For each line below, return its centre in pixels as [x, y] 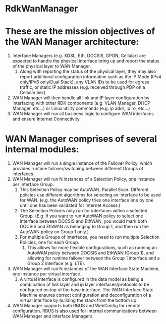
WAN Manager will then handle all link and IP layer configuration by [81, 98]
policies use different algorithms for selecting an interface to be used [90, 195]
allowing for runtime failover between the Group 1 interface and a [93, 258]
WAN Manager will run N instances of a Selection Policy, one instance [83, 179]
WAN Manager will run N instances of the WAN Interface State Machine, [86, 269]
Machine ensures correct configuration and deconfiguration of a [85, 295]
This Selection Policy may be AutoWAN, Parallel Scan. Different [84, 190]
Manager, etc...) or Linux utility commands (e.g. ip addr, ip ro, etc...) [81, 108]
